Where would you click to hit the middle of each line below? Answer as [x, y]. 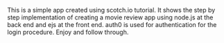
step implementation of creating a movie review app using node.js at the [110, 17]
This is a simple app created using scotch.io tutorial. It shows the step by [111, 10]
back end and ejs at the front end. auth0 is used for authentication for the [112, 25]
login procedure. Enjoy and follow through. [68, 32]
